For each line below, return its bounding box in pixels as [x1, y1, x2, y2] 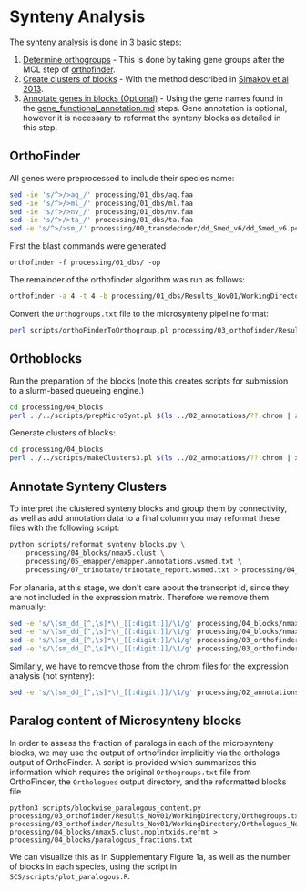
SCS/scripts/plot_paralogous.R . [9, 870, 130, 881]
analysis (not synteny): [9, 671, 95, 681]
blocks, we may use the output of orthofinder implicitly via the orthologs [9, 747, 280, 758]
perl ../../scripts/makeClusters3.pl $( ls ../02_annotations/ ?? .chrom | [9, 454, 291, 463]
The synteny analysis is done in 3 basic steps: [9, 36, 182, 47]
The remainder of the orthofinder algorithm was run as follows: [9, 274, 246, 285]
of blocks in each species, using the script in [9, 861, 178, 872]
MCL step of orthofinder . [22, 64, 116, 75]
